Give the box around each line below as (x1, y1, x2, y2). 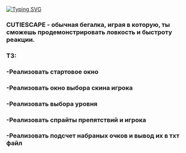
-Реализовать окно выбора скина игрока (6, 84, 133, 92)
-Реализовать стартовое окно (6, 68, 99, 76)
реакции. (6, 35, 35, 44)
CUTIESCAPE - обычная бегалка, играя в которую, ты (6, 20, 170, 29)
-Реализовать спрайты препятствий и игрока (6, 115, 146, 124)
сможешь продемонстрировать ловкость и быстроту (6, 27, 172, 36)
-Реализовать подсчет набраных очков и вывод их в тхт (6, 131, 180, 140)
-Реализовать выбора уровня (6, 99, 98, 108)
